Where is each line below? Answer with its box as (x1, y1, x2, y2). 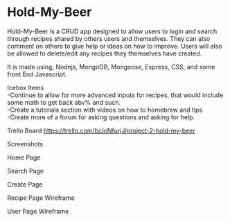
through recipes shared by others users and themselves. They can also (7, 34, 211, 42)
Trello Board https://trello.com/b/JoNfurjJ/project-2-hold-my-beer (7, 126, 196, 135)
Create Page (7, 180, 43, 188)
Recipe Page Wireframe (7, 194, 75, 202)
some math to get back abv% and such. (7, 98, 121, 106)
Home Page (7, 153, 41, 162)
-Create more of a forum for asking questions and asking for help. (7, 112, 195, 121)
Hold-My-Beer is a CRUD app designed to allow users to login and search (7, 27, 218, 35)
